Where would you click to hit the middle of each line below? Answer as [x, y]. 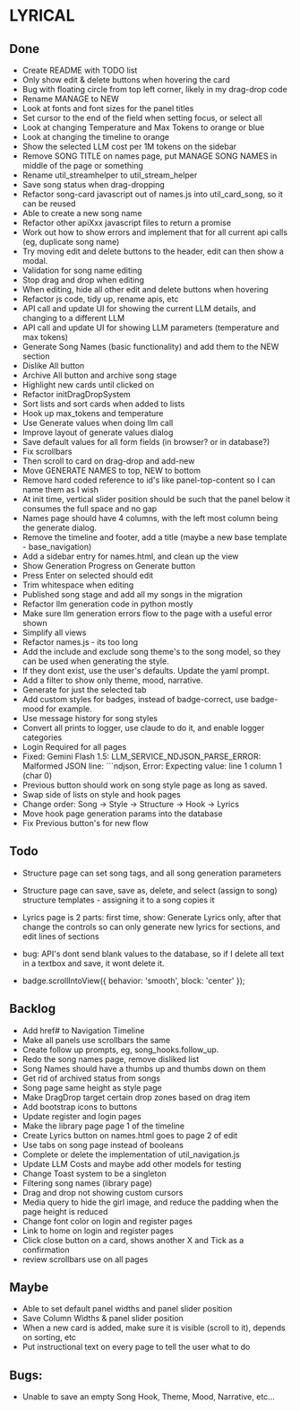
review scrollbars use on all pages [85, 1259]
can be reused [49, 204]
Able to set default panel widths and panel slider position [127, 1309]
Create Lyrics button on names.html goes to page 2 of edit [130, 1135]
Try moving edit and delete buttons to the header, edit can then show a [153, 251]
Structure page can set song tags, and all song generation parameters [152, 873]
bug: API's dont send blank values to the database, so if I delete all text [153, 954]
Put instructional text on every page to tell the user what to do [136, 1347]
